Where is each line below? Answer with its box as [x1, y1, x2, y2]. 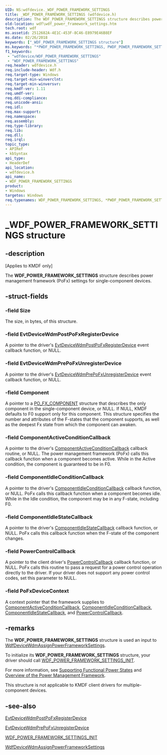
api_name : [5, 174, 26, 180]
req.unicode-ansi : [5, 100, 43, 105]
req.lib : [5, 128, 23, 133]
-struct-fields [5, 292, 48, 300]
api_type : [5, 156, 26, 161]
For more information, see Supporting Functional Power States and [5, 667, 142, 673]
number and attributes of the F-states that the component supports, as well [5, 416, 160, 422]
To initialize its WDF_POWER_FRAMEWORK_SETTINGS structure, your [5, 652, 151, 658]
